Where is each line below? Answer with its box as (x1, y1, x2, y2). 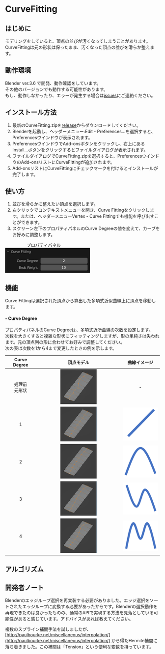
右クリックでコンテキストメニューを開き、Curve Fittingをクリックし (12, 207, 150, 213)
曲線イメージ (127, 359, 154, 365)
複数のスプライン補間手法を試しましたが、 (5, 626, 91, 632)
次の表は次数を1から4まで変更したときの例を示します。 (5, 345, 117, 351)
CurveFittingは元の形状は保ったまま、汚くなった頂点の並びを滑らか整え (5, 44, 150, 50)
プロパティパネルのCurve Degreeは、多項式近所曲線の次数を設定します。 (5, 327, 153, 333)
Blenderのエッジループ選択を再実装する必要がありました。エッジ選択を (5, 597, 150, 603)
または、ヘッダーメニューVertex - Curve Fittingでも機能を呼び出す (20, 213, 155, 219)
